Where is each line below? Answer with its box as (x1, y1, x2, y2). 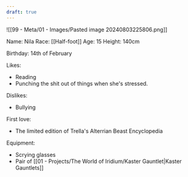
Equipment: (6, 139, 36, 146)
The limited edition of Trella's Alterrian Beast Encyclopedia (15, 127, 164, 135)
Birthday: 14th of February (6, 50, 72, 57)
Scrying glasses (15, 151, 56, 158)
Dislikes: (6, 91, 28, 99)
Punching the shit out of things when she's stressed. (15, 80, 148, 87)
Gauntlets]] (15, 164, 44, 171)
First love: (6, 115, 32, 122)
